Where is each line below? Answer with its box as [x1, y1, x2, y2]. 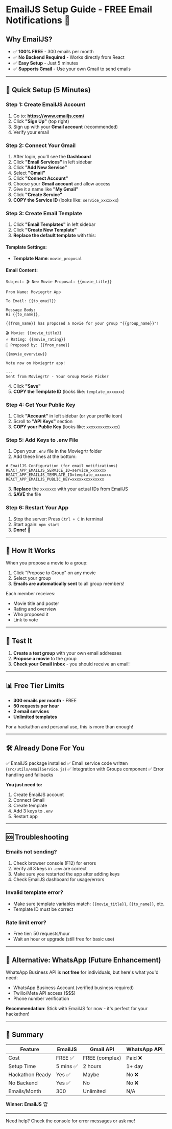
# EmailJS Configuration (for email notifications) [6, 464, 118, 469]
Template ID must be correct [13, 906, 73, 912]
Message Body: [6, 307, 36, 312]
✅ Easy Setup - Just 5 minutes [13, 60, 79, 66]
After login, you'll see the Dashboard [13, 153, 91, 159]
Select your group [13, 575, 52, 581]
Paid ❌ [126, 1054, 142, 1061]
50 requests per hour [13, 703, 59, 709]
